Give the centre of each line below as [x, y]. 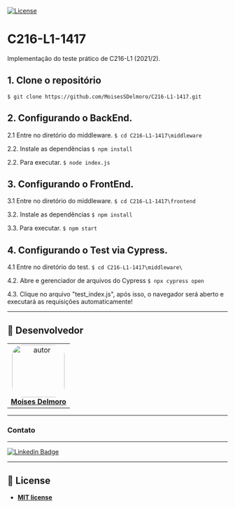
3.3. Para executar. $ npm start [52, 228]
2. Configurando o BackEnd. [70, 118]
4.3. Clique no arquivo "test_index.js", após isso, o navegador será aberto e [115, 294]
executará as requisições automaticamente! [70, 302]
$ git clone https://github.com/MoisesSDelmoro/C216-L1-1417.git [104, 97]
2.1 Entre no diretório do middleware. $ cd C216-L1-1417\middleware [105, 135]
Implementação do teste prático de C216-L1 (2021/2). [84, 58]
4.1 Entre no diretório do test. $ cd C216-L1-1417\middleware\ [95, 267]
